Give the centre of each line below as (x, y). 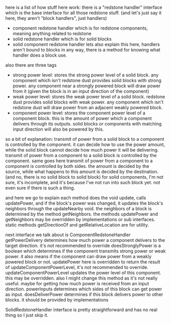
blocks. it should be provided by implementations (57, 300)
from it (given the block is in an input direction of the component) (81, 91)
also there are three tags (31, 65)
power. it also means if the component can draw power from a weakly (78, 256)
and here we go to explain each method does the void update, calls (76, 198)
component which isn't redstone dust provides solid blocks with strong (87, 80)
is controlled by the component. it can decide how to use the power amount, (85, 144)
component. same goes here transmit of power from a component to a (79, 161)
